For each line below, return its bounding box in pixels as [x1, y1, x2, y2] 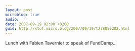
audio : [5, 17, 19, 22]
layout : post [5, 7, 33, 13]
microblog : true [5, 12, 39, 17]
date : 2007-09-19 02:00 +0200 [5, 21, 69, 27]
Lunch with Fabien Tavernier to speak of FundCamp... [5, 40, 117, 46]
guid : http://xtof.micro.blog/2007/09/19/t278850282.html [5, 26, 130, 31]
